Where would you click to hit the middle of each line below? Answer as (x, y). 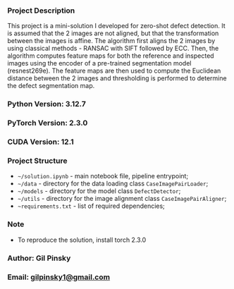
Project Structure (37, 161)
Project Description (41, 11)
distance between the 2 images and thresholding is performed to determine (117, 78)
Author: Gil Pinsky (39, 258)
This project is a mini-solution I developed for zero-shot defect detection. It (116, 26)
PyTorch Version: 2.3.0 (48, 123)
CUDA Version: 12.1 (41, 142)
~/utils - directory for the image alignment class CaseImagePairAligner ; (122, 199)
